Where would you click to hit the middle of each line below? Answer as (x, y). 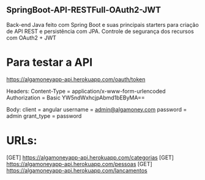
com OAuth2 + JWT (32, 38)
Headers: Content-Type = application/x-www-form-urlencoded (86, 91)
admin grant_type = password (44, 116)
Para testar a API (50, 62)
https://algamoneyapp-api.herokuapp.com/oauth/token (76, 79)
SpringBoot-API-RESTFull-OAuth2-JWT (84, 10)
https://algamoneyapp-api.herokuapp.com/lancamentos (77, 170)
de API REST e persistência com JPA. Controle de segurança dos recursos (100, 31)
